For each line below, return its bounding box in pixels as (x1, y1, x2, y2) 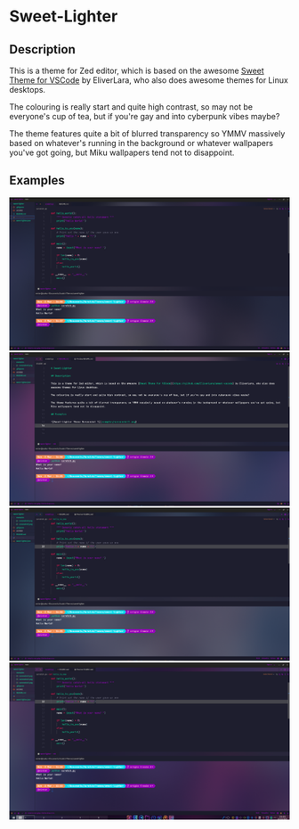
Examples (9, 173, 65, 188)
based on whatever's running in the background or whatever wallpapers (9, 138, 274, 148)
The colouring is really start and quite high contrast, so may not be (9, 102, 254, 112)
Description (9, 42, 76, 57)
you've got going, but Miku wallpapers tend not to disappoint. (9, 147, 235, 158)
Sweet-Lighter (9, 6, 118, 27)
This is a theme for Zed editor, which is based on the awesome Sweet (9, 65, 264, 76)
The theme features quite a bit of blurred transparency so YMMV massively (9, 128, 286, 139)
